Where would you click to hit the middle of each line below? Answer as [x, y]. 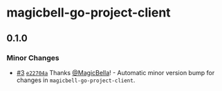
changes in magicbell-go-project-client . [76, 80]
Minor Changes [33, 58]
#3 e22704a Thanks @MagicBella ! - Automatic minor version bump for [115, 72]
